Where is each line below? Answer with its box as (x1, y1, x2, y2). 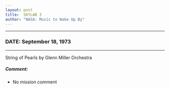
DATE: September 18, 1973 (5, 38, 71, 46)
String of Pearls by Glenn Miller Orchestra (5, 54, 92, 61)
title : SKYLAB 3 (5, 12, 42, 17)
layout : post (5, 7, 33, 13)
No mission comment (12, 79, 57, 85)
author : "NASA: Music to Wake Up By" (5, 17, 85, 22)
